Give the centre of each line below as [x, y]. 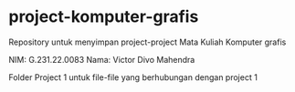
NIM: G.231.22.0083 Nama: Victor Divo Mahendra [102, 59]
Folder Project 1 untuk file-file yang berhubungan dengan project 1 [133, 77]
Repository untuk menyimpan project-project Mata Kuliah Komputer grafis [147, 42]
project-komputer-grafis [104, 17]
